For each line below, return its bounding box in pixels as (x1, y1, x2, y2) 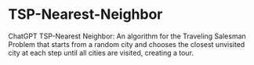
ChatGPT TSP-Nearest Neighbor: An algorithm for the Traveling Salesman (8, 31, 247, 41)
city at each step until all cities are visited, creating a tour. (8, 48, 194, 57)
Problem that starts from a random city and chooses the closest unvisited (8, 39, 245, 49)
